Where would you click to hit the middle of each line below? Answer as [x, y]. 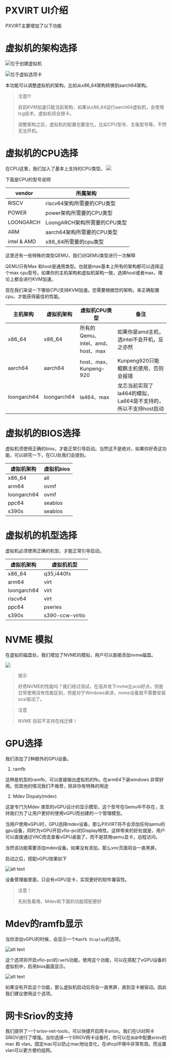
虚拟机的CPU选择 [42, 154]
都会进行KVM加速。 [35, 279]
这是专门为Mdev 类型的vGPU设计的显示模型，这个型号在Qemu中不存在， [82, 807]
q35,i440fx [57, 574]
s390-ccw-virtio [64, 615]
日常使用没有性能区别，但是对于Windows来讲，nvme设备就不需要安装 [92, 693]
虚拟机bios [57, 469]
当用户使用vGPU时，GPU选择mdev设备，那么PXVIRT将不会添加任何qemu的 [85, 824]
